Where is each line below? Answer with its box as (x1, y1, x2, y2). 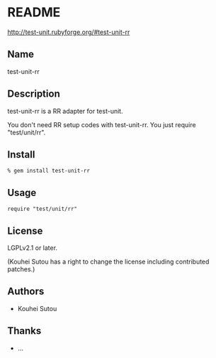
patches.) (7, 265, 35, 273)
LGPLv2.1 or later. (7, 244, 58, 252)
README (7, 4, 61, 21)
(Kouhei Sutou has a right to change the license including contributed (7, 257, 210, 266)
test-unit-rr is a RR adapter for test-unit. (7, 107, 123, 115)
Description (7, 88, 60, 100)
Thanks (7, 325, 42, 337)
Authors (7, 286, 45, 298)
